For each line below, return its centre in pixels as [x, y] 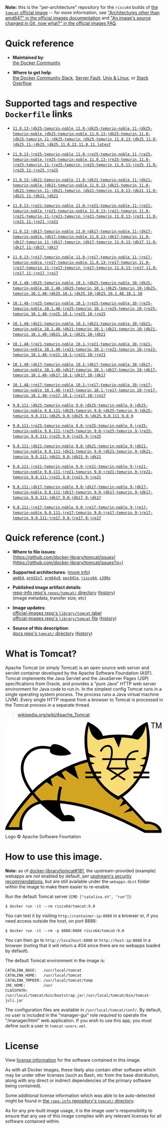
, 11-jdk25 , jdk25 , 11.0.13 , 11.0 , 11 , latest [67, 144]
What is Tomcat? [41, 654]
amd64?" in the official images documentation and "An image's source [78, 18]
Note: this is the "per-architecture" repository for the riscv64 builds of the [81, 7]
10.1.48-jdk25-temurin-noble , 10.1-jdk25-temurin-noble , [72, 282]
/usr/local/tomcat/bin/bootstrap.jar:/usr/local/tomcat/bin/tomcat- [78, 995]
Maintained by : [28, 57]
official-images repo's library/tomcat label [57, 613]
